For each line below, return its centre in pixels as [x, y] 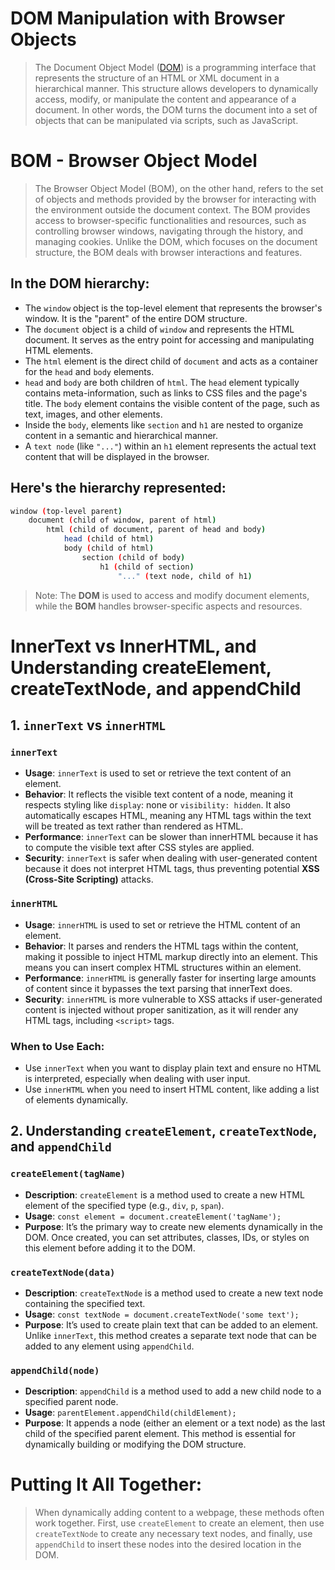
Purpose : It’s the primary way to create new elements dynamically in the [173, 1226]
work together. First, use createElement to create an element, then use [179, 1523]
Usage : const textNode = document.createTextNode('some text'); [162, 1314]
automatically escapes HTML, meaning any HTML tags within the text [168, 816]
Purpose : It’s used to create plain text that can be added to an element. [171, 1324]
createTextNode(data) [63, 1272]
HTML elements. [59, 350]
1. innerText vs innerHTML [88, 725]
